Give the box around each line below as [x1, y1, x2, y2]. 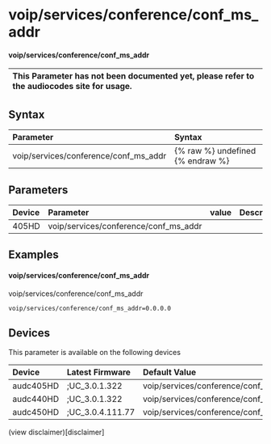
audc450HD [12, 407, 59, 418]
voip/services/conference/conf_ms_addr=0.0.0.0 [8, 304, 172, 312]
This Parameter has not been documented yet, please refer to [12, 70, 255, 82]
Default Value [142, 366, 196, 378]
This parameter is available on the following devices [8, 348, 181, 357]
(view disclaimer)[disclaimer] [8, 427, 105, 438]
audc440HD [12, 394, 59, 405]
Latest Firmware [66, 366, 131, 378]
